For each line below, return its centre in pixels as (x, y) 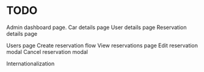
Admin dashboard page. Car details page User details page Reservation (97, 27)
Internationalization (31, 64)
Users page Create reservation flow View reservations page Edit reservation (102, 45)
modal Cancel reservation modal (47, 51)
